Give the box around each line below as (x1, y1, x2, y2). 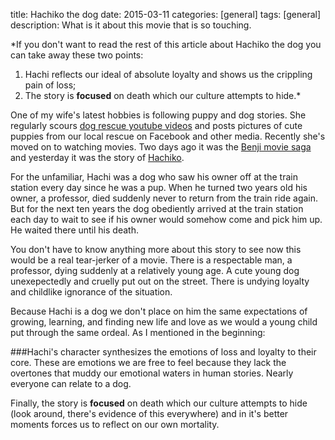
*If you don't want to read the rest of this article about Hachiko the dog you (10, 39, 322, 50)
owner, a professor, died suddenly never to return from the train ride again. (10, 192, 319, 204)
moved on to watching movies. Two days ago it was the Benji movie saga (10, 141, 312, 153)
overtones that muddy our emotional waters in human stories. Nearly (10, 367, 294, 379)
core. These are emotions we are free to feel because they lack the (10, 357, 287, 368)
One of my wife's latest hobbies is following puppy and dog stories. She (10, 109, 307, 121)
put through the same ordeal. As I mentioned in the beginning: (10, 327, 266, 338)
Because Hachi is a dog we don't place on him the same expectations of (10, 305, 308, 317)
